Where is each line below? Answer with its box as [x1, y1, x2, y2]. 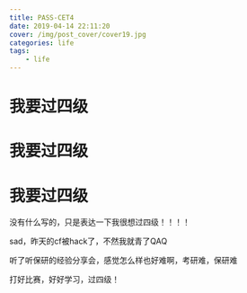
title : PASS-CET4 [9, 13, 75, 22]
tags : [9, 47, 30, 56]
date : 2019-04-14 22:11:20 [9, 22, 110, 31]
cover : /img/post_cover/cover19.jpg [9, 30, 146, 39]
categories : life [9, 38, 75, 48]
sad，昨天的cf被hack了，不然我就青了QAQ [9, 235, 168, 247]
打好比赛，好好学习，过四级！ [9, 274, 119, 285]
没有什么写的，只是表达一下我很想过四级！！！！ [9, 217, 190, 227]
